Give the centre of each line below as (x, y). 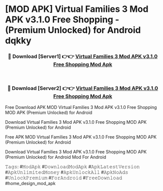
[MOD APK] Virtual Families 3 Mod (77, 9)
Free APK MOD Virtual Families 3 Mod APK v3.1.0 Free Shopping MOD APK (81, 137)
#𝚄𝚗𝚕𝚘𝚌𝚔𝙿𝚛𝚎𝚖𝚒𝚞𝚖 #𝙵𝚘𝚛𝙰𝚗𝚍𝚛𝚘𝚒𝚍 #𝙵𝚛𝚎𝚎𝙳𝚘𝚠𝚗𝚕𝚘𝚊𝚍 (64, 178)
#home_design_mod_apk (30, 183)
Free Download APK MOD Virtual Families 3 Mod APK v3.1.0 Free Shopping (81, 107)
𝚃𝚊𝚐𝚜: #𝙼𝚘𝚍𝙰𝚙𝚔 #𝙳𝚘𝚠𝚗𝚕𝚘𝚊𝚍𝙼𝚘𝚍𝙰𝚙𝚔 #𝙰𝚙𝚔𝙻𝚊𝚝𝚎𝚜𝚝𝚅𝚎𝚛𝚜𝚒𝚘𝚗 (73, 166)
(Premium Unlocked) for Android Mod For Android (56, 157)
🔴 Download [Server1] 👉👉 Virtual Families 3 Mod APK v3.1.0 (83, 56)
